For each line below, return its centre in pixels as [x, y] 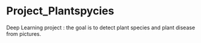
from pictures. [24, 33]
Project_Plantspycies [60, 11]
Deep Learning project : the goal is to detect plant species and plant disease [101, 27]
